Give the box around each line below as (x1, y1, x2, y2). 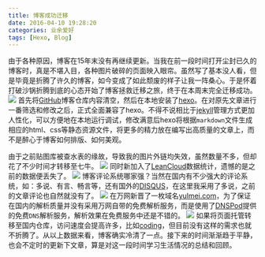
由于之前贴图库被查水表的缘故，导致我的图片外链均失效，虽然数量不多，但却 (8, 151, 257, 162)
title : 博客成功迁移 (8, 11, 69, 20)
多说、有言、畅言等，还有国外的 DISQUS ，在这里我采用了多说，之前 (35, 181, 256, 191)
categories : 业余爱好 (8, 26, 75, 34)
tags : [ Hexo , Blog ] (8, 33, 73, 42)
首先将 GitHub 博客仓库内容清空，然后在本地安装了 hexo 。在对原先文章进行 (17, 95, 257, 105)
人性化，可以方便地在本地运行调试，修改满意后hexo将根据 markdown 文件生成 (8, 115, 253, 125)
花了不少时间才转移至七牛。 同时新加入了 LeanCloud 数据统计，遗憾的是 (8, 162, 249, 171)
